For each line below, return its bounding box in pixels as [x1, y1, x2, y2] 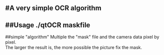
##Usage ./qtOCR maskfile [5, 21, 90, 29]
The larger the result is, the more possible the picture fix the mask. [5, 45, 142, 51]
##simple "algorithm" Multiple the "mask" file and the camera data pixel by [5, 34, 159, 40]
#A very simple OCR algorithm [5, 4, 101, 12]
